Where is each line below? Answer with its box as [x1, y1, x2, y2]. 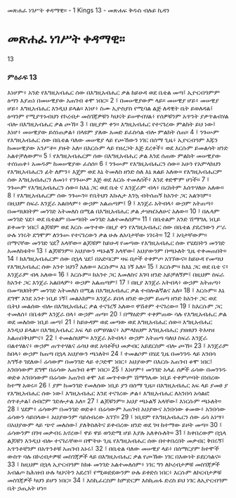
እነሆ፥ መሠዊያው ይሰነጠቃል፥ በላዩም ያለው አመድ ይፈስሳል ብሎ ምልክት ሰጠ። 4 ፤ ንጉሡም [7, 128, 220, 136]
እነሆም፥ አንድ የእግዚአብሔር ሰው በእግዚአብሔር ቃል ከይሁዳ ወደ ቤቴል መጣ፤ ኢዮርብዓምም [7, 88, 220, 97]
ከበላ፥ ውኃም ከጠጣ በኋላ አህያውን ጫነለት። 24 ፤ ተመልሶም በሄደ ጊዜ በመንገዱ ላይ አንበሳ [7, 350, 216, 358]
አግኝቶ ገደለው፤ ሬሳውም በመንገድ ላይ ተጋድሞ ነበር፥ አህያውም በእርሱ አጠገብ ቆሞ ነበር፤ [7, 357, 213, 366]
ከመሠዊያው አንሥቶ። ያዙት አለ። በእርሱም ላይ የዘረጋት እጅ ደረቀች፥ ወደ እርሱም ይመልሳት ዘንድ [7, 143, 228, 152]
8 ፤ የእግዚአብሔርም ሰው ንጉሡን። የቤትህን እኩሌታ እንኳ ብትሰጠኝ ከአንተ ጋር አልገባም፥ [7, 191, 212, 200]
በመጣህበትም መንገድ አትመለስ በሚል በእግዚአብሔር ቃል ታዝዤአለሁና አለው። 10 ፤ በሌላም [7, 207, 220, 215]
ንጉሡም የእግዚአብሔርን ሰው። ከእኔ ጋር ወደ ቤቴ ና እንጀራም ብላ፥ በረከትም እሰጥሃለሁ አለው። [7, 183, 225, 192]
